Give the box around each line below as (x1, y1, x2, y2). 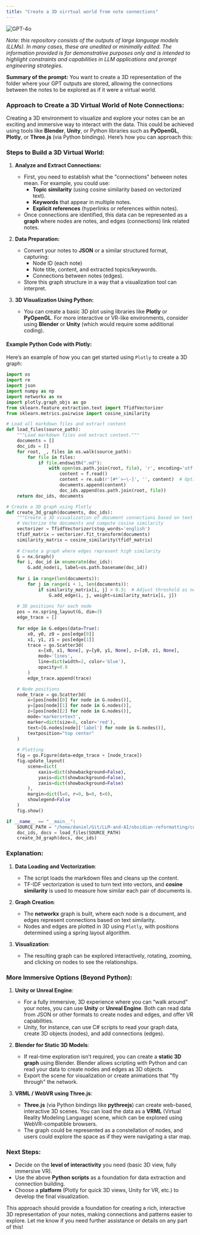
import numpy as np (6, 388, 55, 395)
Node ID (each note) (32, 259, 83, 267)
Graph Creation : (14, 898, 55, 905)
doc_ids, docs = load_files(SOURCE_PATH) (17, 830, 121, 836)
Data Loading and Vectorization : (14, 862, 96, 870)
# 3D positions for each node (17, 604, 92, 609)
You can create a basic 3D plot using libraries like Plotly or (23, 308, 168, 315)
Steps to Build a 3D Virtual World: (6, 148, 105, 157)
